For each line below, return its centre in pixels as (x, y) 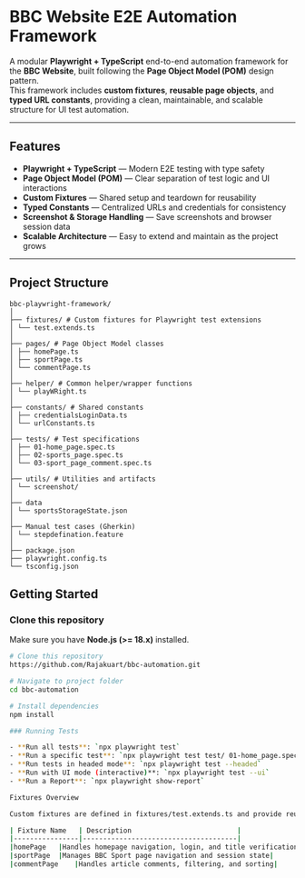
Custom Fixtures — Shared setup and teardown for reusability (139, 197)
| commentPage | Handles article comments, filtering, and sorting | (144, 864)
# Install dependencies (54, 706)
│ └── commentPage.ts (50, 367)
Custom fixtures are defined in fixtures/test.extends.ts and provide (146, 814)
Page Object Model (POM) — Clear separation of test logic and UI (146, 178)
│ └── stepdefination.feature (67, 534)
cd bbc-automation (44, 689)
